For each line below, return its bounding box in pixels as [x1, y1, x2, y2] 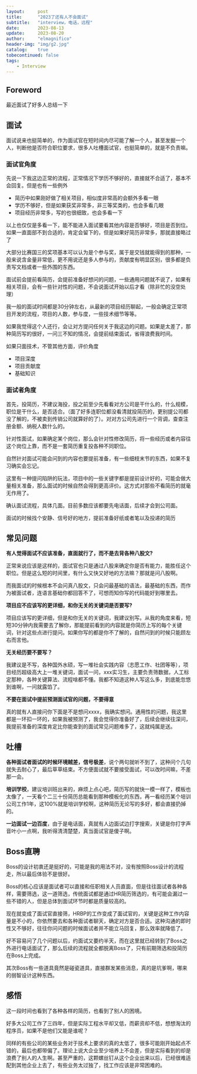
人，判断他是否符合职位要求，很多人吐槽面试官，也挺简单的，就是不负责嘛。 [6, 144, 191, 151]
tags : [6, 58, 19, 63]
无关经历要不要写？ [6, 649, 53, 656]
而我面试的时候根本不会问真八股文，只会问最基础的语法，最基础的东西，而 [6, 582, 186, 589]
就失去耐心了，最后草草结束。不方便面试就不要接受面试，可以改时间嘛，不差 [6, 766, 191, 773]
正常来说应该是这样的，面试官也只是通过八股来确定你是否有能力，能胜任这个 [6, 562, 191, 570]
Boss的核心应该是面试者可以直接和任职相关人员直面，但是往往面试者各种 [6, 883, 183, 890]
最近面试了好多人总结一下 [6, 101, 68, 109]
